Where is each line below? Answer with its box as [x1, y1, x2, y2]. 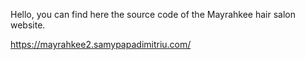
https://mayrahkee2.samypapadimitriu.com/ [10, 39, 192, 50]
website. [10, 19, 46, 31]
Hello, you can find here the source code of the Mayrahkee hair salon [10, 9, 297, 20]
